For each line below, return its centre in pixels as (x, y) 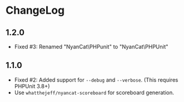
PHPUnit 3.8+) (32, 86)
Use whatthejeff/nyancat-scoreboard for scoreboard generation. (94, 92)
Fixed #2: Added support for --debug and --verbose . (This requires (96, 80)
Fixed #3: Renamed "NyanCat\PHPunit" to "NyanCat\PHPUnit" (91, 47)
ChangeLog (35, 10)
